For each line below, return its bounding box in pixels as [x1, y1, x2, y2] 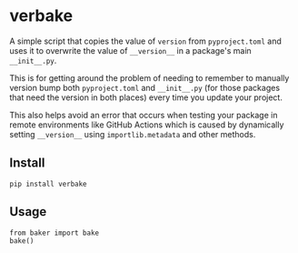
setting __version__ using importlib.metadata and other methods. [9, 128, 256, 139]
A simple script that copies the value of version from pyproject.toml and [9, 35, 282, 46]
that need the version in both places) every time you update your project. [9, 92, 283, 103]
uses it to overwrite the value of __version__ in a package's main [9, 45, 252, 56]
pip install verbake [9, 179, 88, 188]
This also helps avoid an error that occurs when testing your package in [9, 109, 278, 120]
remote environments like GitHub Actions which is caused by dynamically [9, 119, 284, 130]
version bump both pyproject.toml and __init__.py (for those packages [9, 82, 280, 93]
